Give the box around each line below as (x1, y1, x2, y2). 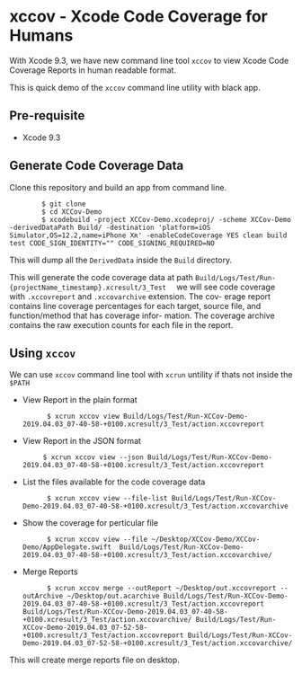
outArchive (22, 591, 64, 601)
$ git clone (41, 200, 87, 208)
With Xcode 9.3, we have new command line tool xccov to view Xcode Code (9, 55, 289, 66)
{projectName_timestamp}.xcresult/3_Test (9, 283, 167, 292)
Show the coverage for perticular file (22, 518, 159, 528)
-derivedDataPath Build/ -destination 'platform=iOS (9, 223, 211, 232)
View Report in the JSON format (22, 436, 142, 447)
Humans (9, 25, 74, 46)
